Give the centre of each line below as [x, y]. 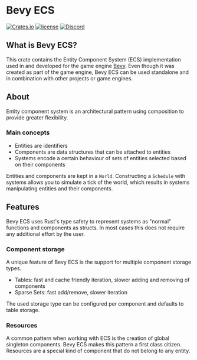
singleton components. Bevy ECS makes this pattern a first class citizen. [94, 345]
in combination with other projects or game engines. [70, 78]
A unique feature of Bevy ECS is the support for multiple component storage [99, 262]
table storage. [23, 310]
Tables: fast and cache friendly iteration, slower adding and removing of [102, 280]
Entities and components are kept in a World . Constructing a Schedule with [96, 176]
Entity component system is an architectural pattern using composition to [95, 111]
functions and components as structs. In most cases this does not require [96, 228]
